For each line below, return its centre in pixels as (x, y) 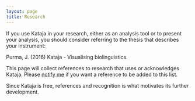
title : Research (26, 17)
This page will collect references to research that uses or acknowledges (93, 68)
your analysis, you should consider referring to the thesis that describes (93, 39)
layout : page (22, 11)
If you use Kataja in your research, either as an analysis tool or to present (94, 33)
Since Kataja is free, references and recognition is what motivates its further (97, 85)
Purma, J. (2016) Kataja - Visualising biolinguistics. (67, 57)
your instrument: (26, 46)
